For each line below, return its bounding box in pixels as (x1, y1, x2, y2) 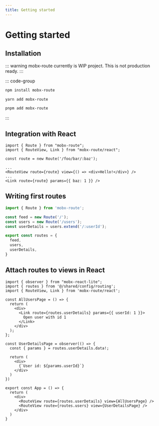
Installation (5, 49, 41, 58)
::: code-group (5, 78, 35, 84)
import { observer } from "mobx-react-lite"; (5, 279, 102, 285)
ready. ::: (5, 68, 24, 74)
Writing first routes (5, 192, 66, 201)
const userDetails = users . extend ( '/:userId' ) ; (5, 224, 107, 229)
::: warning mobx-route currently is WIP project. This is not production (5, 63, 150, 69)
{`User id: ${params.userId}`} (18, 363, 85, 368)
